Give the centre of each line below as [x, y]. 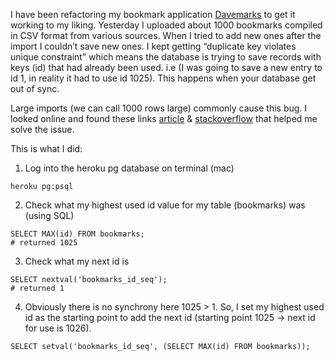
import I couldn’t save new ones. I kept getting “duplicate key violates [153, 46]
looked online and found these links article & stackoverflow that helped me [164, 118]
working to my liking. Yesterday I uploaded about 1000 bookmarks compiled [166, 25]
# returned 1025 [44, 243]
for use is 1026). [58, 328]
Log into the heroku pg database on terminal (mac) [129, 168]
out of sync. [35, 88]
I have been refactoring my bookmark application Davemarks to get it [153, 14]
